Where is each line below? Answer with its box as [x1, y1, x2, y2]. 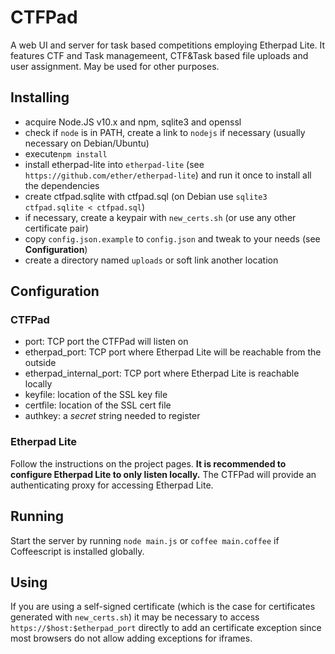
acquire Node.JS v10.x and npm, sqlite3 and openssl [24, 116, 242, 128]
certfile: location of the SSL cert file [24, 399, 172, 411]
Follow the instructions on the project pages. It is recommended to [10, 457, 287, 470]
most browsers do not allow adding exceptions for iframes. [10, 632, 253, 645]
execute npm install [24, 147, 108, 160]
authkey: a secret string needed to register [24, 410, 201, 422]
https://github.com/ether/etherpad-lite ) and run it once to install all [24, 169, 312, 181]
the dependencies [24, 179, 100, 191]
